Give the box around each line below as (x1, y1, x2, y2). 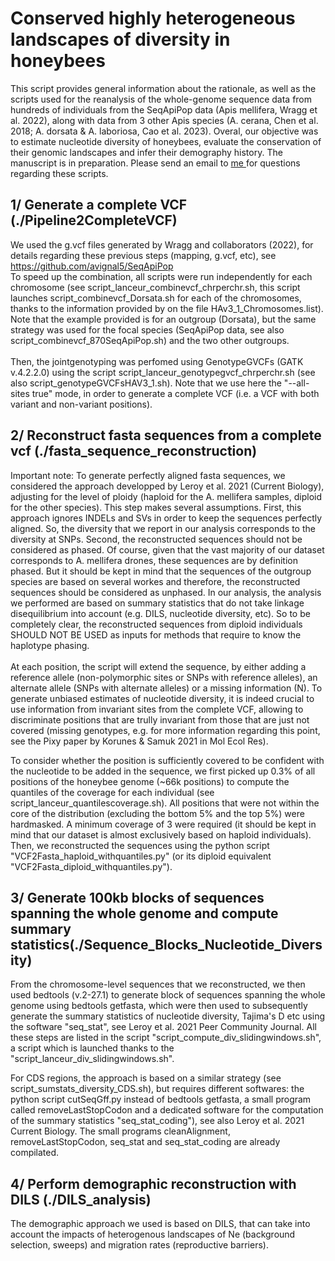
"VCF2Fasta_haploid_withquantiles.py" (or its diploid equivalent (10, 850, 272, 862)
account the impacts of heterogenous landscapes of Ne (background (10, 1228, 296, 1241)
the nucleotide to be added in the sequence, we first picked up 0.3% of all (10, 765, 316, 777)
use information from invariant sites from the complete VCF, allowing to (10, 703, 304, 715)
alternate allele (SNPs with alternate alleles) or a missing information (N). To (10, 682, 323, 694)
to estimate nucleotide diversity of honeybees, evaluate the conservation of (10, 135, 322, 147)
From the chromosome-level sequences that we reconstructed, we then (10, 978, 306, 991)
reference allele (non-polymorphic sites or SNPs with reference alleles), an (10, 671, 318, 683)
